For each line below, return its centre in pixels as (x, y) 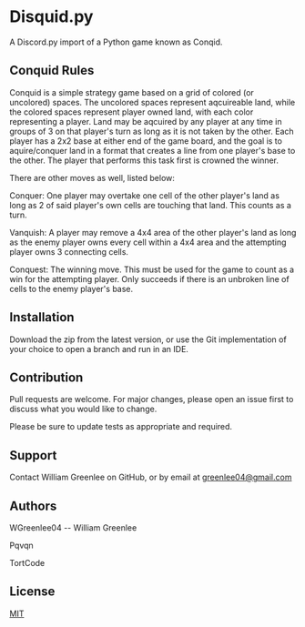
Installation (42, 317)
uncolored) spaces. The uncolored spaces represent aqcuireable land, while (152, 102)
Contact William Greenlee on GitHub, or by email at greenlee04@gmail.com (151, 477)
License (32, 592)
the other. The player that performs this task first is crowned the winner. (144, 160)
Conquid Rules (52, 71)
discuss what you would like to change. (83, 409)
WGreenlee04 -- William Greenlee (73, 528)
